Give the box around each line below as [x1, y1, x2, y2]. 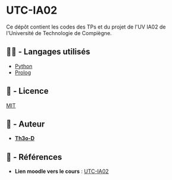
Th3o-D [14, 135, 35, 142]
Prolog [14, 69, 31, 76]
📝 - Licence [6, 86, 49, 96]
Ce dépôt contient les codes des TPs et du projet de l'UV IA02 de [6, 23, 166, 30]
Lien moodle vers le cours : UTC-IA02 [14, 168, 109, 175]
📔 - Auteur [6, 119, 45, 129]
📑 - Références [6, 152, 62, 162]
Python [14, 62, 33, 70]
